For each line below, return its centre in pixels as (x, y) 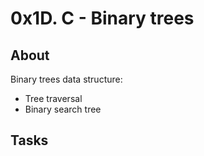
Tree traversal (53, 98)
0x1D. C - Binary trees (102, 18)
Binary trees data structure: (66, 79)
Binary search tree (63, 109)
